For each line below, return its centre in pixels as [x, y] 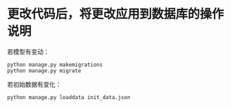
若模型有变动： [28, 52]
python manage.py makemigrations [55, 65]
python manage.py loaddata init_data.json [69, 97]
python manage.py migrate [44, 71]
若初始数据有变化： [34, 84]
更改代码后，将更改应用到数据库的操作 [116, 14]
